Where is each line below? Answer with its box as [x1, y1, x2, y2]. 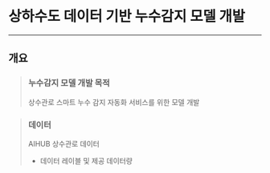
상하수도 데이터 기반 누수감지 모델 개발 [8, 7, 246, 26]
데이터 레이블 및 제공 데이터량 [39, 155, 133, 165]
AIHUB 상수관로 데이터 [27, 139, 100, 148]
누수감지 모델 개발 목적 [27, 78, 110, 89]
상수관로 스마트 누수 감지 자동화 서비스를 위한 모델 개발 [27, 97, 200, 107]
